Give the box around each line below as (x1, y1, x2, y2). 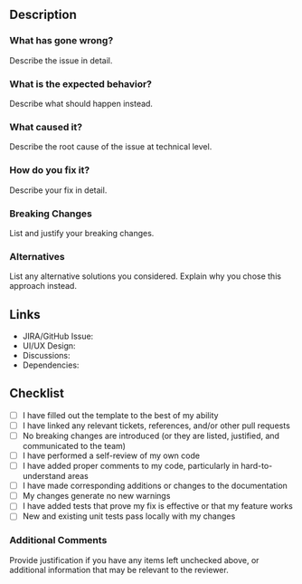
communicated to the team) (22, 440, 127, 451)
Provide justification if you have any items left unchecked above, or (9, 554, 260, 565)
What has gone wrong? (9, 34, 114, 47)
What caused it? (9, 120, 83, 133)
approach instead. (9, 281, 77, 292)
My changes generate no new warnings (22, 491, 171, 502)
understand (22, 471, 66, 482)
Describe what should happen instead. (9, 98, 154, 109)
